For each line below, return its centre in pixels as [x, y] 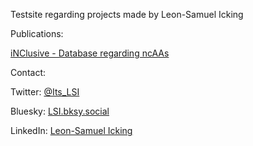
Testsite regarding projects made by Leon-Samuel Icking [127, 14]
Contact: [28, 72]
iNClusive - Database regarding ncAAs [90, 53]
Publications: [37, 33]
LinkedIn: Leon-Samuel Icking [71, 130]
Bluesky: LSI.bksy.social [60, 111]
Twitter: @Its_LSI [45, 92]
